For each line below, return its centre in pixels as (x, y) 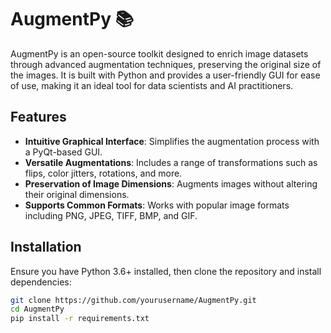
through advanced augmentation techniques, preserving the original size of (166, 64)
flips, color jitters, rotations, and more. (103, 173)
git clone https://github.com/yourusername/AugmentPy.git (133, 300)
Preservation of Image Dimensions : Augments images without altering (171, 183)
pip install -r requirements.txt (80, 319)
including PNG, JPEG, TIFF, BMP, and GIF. (111, 215)
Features (38, 117)
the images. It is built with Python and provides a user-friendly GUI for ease (165, 75)
